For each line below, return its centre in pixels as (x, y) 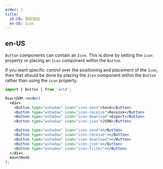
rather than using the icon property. (41, 81)
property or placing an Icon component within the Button (63, 61)
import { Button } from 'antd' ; (38, 90)
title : (12, 14)
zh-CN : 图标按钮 (25, 19)
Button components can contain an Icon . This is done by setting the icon (79, 55)
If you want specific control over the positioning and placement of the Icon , (81, 70)
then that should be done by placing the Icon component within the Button (81, 75)
